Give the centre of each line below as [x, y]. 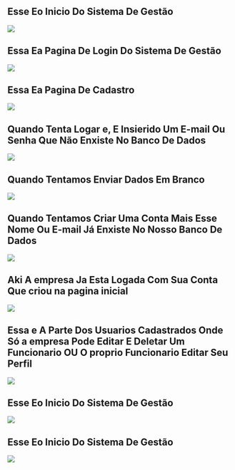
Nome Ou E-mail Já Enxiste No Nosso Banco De [115, 230]
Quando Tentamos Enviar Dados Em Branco [106, 179]
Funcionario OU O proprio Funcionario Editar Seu [118, 353]
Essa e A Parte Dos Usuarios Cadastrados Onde [115, 331]
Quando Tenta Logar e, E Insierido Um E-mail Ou [116, 129]
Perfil [20, 364]
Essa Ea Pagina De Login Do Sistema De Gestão [114, 51]
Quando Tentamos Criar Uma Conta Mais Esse [112, 219]
